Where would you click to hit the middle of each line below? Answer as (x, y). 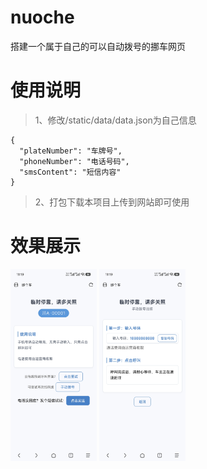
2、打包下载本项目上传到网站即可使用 (112, 202)
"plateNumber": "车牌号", (71, 151)
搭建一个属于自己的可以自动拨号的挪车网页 (98, 46)
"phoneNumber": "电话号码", (74, 161)
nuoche (42, 17)
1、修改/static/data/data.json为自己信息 (115, 120)
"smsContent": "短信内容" (70, 172)
